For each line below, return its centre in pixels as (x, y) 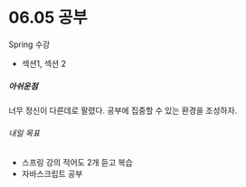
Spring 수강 (29, 44)
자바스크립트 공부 (52, 174)
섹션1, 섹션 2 (44, 63)
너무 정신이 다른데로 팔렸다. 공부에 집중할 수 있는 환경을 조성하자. (123, 110)
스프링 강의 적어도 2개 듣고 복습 (77, 163)
